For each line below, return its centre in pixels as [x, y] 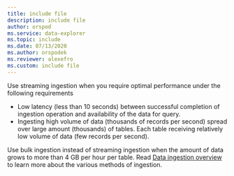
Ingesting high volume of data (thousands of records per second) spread [122, 121]
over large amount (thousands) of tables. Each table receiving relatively [120, 129]
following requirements [40, 93]
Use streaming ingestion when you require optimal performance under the [114, 85]
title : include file [37, 14]
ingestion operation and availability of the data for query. [99, 114]
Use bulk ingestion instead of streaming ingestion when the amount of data [115, 149]
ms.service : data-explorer [46, 33]
